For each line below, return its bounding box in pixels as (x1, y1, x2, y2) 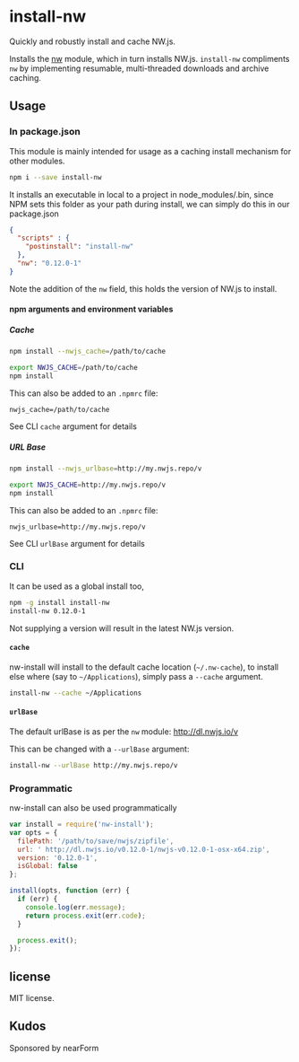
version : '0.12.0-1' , (17, 853, 98, 863)
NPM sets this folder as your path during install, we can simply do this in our (9, 198, 290, 209)
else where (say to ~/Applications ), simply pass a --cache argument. (9, 671, 264, 681)
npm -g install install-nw (9, 598, 110, 607)
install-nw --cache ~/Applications (9, 689, 142, 698)
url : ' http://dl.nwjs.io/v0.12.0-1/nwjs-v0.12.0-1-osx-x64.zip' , (17, 845, 270, 854)
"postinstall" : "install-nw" (25, 242, 134, 251)
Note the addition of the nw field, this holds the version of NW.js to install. (9, 283, 278, 294)
